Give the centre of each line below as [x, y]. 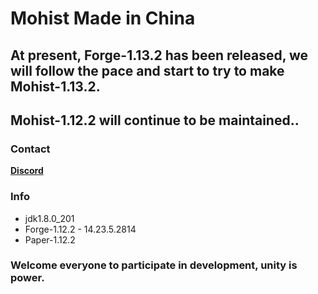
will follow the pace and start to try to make [147, 70]
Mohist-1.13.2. [55, 86]
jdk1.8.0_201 [49, 218]
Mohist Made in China [103, 18]
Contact [30, 149]
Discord [27, 171]
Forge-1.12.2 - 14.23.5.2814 [80, 229]
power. [27, 278]
